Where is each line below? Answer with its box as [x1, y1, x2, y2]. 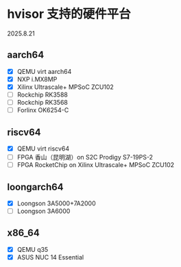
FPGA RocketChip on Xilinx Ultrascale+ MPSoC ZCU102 [16, 161, 175, 169]
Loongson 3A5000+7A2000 [16, 199, 96, 207]
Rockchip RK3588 [16, 90, 69, 99]
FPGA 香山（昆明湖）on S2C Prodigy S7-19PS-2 [16, 153, 153, 161]
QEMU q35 [16, 245, 49, 253]
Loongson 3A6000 [16, 207, 71, 215]
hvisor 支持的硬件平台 [7, 6, 132, 22]
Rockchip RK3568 [16, 99, 69, 106]
